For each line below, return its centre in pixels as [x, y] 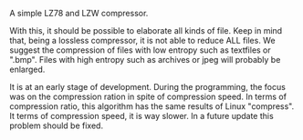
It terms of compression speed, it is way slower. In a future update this [141, 116]
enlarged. [27, 69]
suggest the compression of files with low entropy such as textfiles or [140, 50]
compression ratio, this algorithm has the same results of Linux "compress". [152, 106]
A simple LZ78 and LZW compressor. [79, 13]
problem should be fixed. [56, 125]
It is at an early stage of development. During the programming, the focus [147, 87]
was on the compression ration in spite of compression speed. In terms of [148, 96]
